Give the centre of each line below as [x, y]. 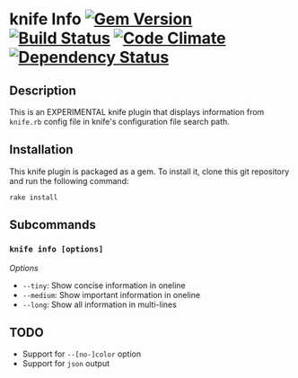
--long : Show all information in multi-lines [99, 304]
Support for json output [66, 364]
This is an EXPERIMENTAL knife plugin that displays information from [137, 112]
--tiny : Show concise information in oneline [104, 285]
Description [43, 90]
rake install [34, 198]
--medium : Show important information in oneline [111, 294]
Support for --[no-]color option [82, 354]
